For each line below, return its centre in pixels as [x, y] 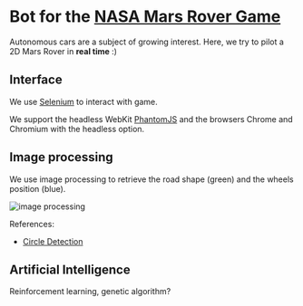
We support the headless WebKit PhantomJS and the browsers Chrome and [151, 119]
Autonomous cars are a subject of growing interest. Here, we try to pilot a [147, 42]
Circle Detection [53, 241]
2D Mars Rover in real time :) [64, 51]
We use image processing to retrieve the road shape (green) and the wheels [151, 179]
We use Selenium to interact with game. [84, 101]
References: [32, 224]
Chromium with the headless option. [77, 129]
